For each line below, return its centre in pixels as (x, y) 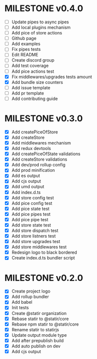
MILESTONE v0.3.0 (44, 119)
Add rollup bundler (30, 297)
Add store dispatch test (35, 230)
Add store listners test (34, 236)
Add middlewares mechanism (41, 143)
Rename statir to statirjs (35, 329)
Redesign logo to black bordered (44, 252)
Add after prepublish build (38, 341)
